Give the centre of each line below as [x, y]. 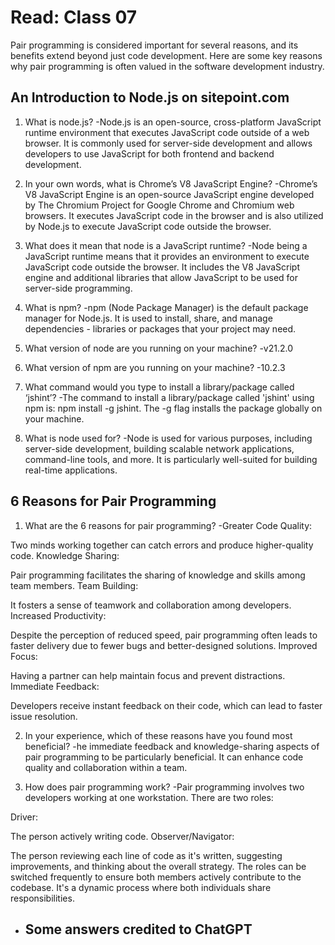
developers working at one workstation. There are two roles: [149, 797]
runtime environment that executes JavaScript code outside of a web [167, 132]
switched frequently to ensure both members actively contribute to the [156, 877]
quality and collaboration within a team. [106, 767]
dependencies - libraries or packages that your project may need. [160, 328]
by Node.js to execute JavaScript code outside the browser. [148, 226]
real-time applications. [71, 470]
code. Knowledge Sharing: [65, 555]
